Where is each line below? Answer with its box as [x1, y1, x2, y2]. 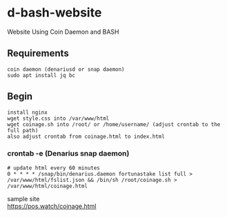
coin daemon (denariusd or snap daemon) [7, 65, 126, 73]
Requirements [7, 48, 69, 59]
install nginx [7, 109, 48, 116]
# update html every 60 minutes [7, 164, 100, 172]
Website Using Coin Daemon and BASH [7, 28, 119, 36]
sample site [7, 194, 40, 203]
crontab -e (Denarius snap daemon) [7, 149, 130, 158]
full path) [7, 127, 39, 134]
